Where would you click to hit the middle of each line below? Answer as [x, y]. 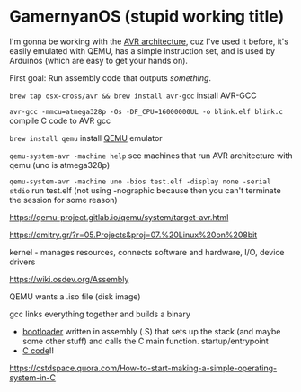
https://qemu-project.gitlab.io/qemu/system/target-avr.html [119, 217]
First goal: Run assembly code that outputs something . [111, 77]
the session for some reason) [64, 200]
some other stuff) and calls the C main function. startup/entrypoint [146, 341]
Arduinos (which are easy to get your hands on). [99, 60]
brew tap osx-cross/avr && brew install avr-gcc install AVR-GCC [133, 95]
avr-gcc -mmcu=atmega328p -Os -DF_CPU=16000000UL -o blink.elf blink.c [146, 111]
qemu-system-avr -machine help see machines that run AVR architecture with [151, 156]
